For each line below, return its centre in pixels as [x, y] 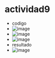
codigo [19, 23]
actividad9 [27, 9]
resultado [22, 44]
